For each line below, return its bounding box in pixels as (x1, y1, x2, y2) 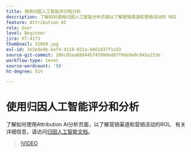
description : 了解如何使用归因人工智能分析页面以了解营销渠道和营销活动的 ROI (6, 14, 177, 20)
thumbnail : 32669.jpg (6, 42, 59, 47)
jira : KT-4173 (6, 36, 41, 42)
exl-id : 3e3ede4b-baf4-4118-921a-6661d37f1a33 (6, 47, 121, 53)
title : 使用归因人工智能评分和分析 (6, 8, 81, 15)
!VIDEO (20, 140, 38, 147)
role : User (6, 25, 33, 31)
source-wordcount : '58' (6, 63, 64, 69)
